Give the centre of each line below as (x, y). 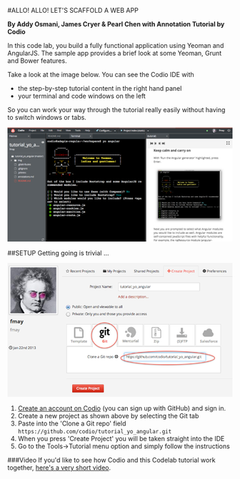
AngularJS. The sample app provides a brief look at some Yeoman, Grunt (115, 53)
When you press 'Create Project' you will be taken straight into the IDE (121, 438)
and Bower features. (37, 61)
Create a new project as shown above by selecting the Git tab (108, 415)
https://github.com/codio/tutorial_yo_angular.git (95, 431)
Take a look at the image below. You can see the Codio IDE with (101, 75)
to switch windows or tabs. (47, 117)
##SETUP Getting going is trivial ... (58, 253)
